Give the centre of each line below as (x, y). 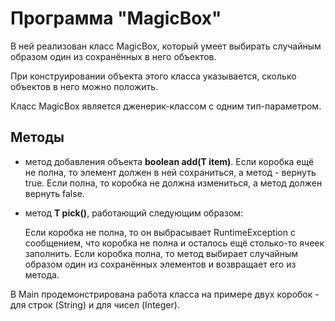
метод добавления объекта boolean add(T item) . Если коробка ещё (169, 161)
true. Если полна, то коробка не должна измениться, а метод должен (173, 183)
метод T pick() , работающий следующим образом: (134, 213)
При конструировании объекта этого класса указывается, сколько (153, 76)
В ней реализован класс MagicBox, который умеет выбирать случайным (166, 46)
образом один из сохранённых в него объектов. (113, 56)
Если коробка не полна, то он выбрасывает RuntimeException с (160, 232)
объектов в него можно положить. (84, 86)
